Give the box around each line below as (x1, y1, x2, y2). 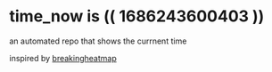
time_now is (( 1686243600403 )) (9, 6, 265, 27)
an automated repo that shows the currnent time (9, 36, 187, 46)
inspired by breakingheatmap (9, 52, 118, 63)
